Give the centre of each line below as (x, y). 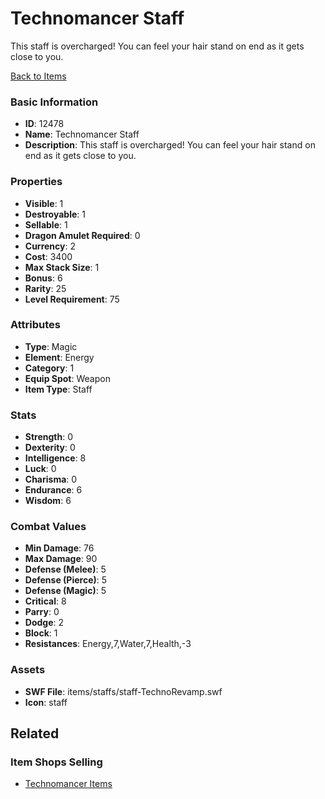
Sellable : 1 (46, 224)
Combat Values (48, 527)
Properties (36, 182)
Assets (28, 670)
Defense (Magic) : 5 (65, 591)
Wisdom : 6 (48, 501)
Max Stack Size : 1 (62, 267)
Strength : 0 (49, 437)
